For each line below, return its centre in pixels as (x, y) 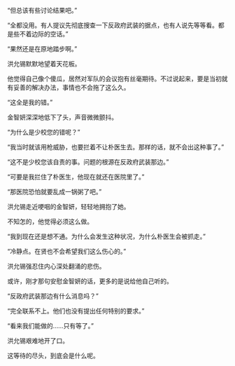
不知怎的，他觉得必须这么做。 (50, 222)
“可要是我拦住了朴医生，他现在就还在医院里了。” (76, 177)
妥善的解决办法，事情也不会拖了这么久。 (71, 87)
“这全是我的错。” (30, 102)
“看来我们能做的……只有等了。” (51, 326)
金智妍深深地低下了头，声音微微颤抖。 (62, 117)
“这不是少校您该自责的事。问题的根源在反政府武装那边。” (88, 162)
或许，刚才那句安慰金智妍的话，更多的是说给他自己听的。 (90, 281)
